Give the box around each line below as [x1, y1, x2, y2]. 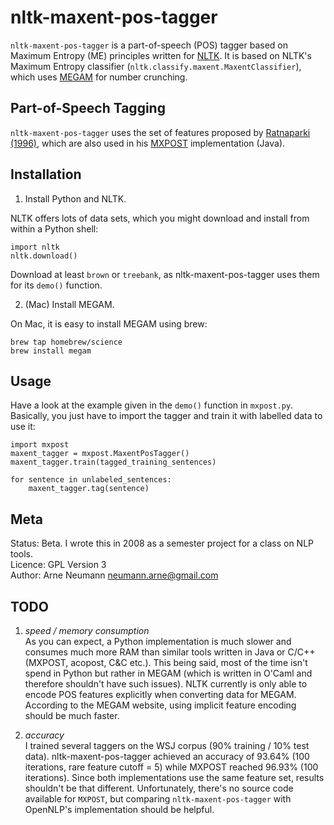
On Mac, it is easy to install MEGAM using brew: [10, 317, 208, 330]
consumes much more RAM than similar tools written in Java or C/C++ [24, 646, 316, 658]
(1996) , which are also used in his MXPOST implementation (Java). [10, 137, 286, 149]
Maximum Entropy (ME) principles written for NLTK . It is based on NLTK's [10, 49, 312, 61]
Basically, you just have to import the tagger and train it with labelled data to [10, 410, 323, 422]
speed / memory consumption [24, 625, 150, 636]
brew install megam [10, 346, 92, 356]
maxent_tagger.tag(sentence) [28, 484, 150, 494]
